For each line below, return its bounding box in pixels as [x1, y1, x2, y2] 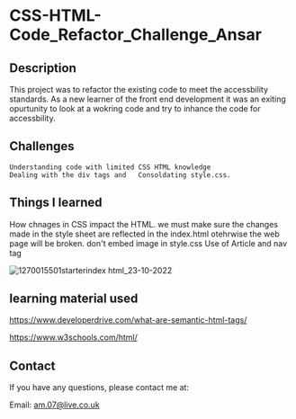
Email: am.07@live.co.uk [9, 399, 101, 410]
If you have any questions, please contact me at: [9, 382, 189, 393]
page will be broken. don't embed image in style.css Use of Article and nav [9, 237, 288, 248]
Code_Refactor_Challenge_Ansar [9, 24, 263, 45]
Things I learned [9, 195, 103, 210]
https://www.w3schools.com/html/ [9, 332, 138, 343]
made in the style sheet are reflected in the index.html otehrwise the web [9, 228, 281, 239]
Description [9, 60, 76, 76]
